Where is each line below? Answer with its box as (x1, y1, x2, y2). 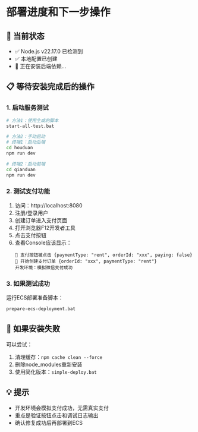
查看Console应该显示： (14, 239, 73, 246)
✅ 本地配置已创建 (14, 55, 58, 62)
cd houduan (6, 145, 33, 151)
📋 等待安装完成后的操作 (6, 81, 95, 92)
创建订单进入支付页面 (14, 216, 67, 223)
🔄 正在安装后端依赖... (14, 63, 67, 70)
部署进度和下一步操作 (6, 5, 111, 19)
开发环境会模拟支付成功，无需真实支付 (14, 404, 109, 411)
